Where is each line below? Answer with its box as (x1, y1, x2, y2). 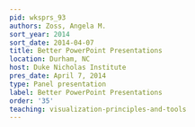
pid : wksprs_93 (9, 13, 66, 22)
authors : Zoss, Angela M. (9, 21, 106, 30)
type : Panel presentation (9, 80, 106, 89)
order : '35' (9, 96, 54, 106)
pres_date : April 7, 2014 (9, 72, 106, 80)
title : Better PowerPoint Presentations (9, 47, 164, 55)
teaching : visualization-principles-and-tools (9, 105, 187, 114)
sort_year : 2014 (9, 30, 70, 38)
